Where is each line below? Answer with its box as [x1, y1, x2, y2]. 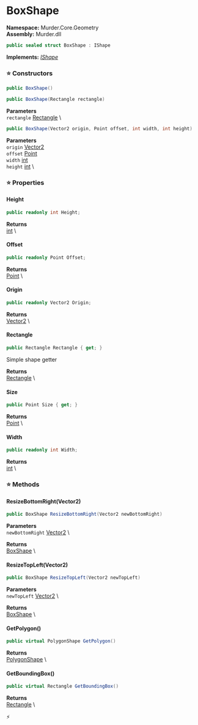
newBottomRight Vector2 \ [6, 529, 70, 536]
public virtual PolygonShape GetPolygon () [6, 638, 116, 644]
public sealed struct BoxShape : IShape [6, 42, 111, 48]
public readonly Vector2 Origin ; [6, 300, 92, 306]
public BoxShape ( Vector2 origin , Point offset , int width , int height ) [6, 125, 193, 132]
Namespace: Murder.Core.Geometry [6, 24, 99, 31]
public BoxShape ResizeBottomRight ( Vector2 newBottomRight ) [6, 511, 163, 518]
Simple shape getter [6, 355, 57, 363]
